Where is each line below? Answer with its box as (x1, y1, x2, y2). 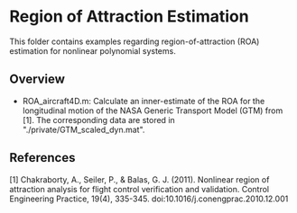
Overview (9, 72, 66, 87)
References (9, 150, 76, 165)
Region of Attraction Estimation (9, 6, 250, 27)
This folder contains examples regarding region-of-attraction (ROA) (9, 36, 260, 47)
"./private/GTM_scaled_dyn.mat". (22, 124, 145, 135)
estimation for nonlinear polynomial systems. (9, 45, 176, 56)
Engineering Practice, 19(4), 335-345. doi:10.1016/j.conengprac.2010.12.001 (9, 193, 289, 204)
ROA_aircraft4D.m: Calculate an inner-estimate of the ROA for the (22, 95, 265, 106)
